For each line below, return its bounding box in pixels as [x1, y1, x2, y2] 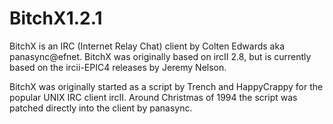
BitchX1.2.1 [9, 7, 103, 30]
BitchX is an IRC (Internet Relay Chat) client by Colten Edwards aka [9, 40, 285, 52]
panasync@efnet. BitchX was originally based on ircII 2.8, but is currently [9, 50, 312, 62]
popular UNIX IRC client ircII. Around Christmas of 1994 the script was [9, 91, 298, 103]
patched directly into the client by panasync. [9, 102, 193, 114]
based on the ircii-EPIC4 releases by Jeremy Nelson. [9, 61, 227, 73]
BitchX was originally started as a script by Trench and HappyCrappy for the [9, 80, 324, 92]
